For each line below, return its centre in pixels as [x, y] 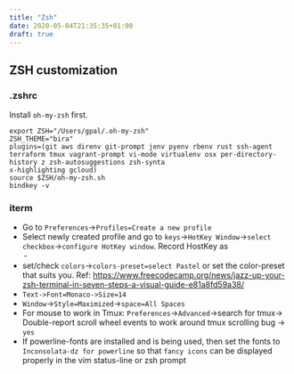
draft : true [31, 34]
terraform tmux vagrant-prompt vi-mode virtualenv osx [113, 155]
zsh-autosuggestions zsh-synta [107, 163]
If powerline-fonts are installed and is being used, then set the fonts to [151, 341]
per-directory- [249, 155]
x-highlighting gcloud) [53, 170]
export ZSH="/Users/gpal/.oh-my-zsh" [79, 131]
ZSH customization [64, 70]
